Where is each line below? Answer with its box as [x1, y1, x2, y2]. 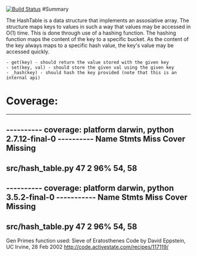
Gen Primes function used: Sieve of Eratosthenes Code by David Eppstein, [6, 237, 186, 244]
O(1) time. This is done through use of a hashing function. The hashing [6, 29, 176, 36]
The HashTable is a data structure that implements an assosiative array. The [6, 17, 189, 23]
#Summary [42, 6, 69, 12]
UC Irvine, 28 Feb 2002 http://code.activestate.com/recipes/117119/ [6, 243, 169, 250]
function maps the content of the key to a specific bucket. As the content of [6, 36, 189, 42]
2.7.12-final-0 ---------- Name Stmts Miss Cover [6, 134, 186, 144]
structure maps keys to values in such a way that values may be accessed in [6, 23, 191, 30]
